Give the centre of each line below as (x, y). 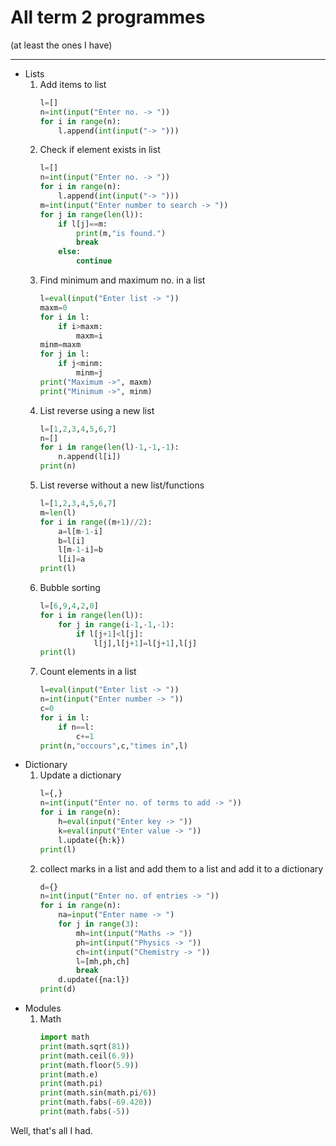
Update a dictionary (80, 775)
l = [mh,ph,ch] (102, 961)
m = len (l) (58, 512)
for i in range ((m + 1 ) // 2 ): (96, 522)
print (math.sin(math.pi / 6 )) (98, 1093)
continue (94, 261)
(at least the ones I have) (61, 45)
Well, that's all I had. (51, 1130)
